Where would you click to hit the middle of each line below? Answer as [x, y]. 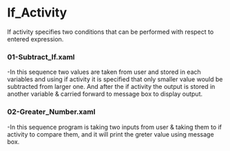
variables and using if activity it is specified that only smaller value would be [115, 79]
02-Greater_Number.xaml [51, 112]
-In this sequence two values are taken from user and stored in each [104, 72]
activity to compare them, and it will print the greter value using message [111, 134]
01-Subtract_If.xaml [41, 57]
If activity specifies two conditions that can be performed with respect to [111, 32]
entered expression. [35, 39]
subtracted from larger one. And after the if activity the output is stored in [111, 87]
